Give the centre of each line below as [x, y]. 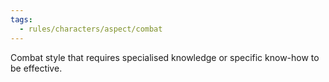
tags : [21, 19]
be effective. [36, 68]
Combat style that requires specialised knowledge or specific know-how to [165, 57]
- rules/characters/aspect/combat [91, 29]
